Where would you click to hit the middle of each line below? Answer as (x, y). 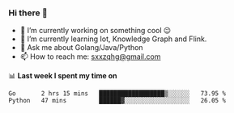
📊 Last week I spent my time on (63, 76)
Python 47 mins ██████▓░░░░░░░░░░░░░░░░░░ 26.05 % (117, 101)
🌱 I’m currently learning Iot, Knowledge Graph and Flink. (113, 39)
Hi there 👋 (28, 13)
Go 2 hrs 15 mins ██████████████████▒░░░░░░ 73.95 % (117, 94)
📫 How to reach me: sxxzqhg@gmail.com (90, 56)
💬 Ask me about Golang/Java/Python (81, 48)
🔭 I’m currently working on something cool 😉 (96, 31)
